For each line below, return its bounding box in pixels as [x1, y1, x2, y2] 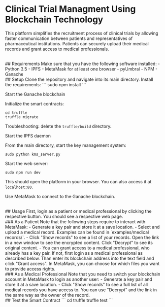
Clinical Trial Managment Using [5, 3, 136, 15]
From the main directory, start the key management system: [5, 142, 127, 148]
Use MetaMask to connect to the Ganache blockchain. [5, 193, 116, 199]
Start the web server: [5, 160, 48, 166]
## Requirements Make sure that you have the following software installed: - [5, 61, 160, 67]
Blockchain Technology [5, 14, 103, 25]
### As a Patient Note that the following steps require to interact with [5, 218, 146, 225]
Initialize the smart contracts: [5, 101, 64, 106]
